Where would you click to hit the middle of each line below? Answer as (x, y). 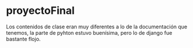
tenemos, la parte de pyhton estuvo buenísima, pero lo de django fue (89, 32)
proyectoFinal (40, 11)
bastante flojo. (23, 39)
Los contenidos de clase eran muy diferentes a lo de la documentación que (97, 27)
